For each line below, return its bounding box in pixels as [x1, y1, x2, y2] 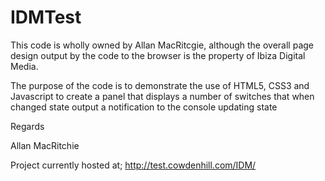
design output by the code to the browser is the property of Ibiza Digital [10, 49, 306, 61]
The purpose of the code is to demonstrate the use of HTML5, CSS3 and [10, 79, 310, 91]
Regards [10, 120, 45, 132]
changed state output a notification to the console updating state [10, 101, 278, 113]
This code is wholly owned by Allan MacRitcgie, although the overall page [10, 39, 315, 51]
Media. [10, 60, 39, 72]
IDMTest [10, 6, 82, 29]
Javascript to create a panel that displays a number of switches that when [10, 90, 315, 102]
